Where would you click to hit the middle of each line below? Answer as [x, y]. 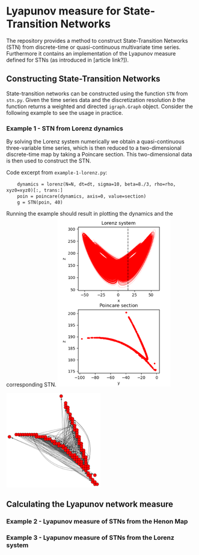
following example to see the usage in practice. [65, 112]
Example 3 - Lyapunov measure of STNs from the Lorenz [90, 537]
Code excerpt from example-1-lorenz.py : [57, 173]
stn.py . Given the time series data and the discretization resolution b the [96, 100]
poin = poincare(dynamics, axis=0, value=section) [82, 197]
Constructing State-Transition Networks [83, 79]
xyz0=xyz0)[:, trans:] [35, 191]
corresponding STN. [31, 385]
